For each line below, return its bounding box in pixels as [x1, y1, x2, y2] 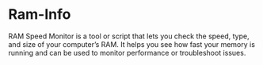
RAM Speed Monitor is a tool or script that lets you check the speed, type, [8, 31, 250, 41]
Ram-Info [8, 5, 71, 23]
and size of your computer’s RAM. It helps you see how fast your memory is [8, 39, 256, 49]
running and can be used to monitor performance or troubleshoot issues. [8, 48, 246, 57]
